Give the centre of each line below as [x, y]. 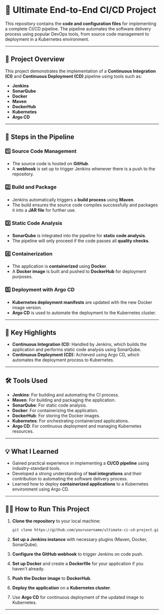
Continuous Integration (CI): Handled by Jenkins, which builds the [80, 344]
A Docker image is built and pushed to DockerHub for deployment [79, 271]
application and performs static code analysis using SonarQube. [77, 349]
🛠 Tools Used [26, 381]
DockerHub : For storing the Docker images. [56, 416]
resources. [23, 431]
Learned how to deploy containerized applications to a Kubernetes [80, 484]
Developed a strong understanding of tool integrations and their [77, 474]
